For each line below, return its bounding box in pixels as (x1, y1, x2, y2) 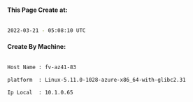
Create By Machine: (7, 42, 66, 50)
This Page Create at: (7, 6, 68, 14)
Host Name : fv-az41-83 (7, 64, 77, 71)
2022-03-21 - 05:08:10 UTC (7, 27, 86, 34)
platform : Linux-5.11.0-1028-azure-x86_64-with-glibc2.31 (7, 77, 187, 84)
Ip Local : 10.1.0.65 (7, 89, 73, 96)
